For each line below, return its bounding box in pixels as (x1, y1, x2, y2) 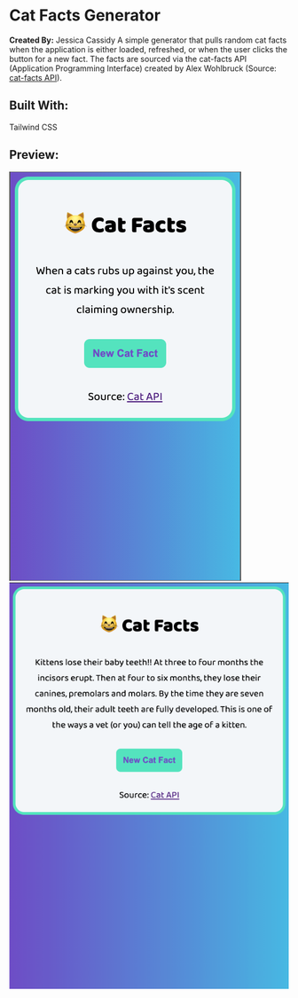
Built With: (9, 98, 69, 114)
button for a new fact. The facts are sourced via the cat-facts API (9, 53, 247, 64)
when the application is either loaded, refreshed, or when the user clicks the (9, 43, 288, 54)
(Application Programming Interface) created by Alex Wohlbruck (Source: (9, 63, 277, 74)
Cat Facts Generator (9, 5, 161, 26)
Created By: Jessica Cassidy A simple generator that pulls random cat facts (9, 35, 287, 45)
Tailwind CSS (9, 122, 58, 132)
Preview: (9, 147, 59, 162)
